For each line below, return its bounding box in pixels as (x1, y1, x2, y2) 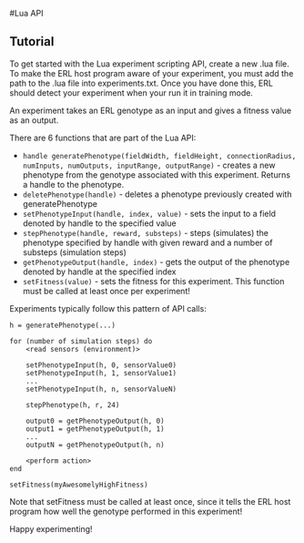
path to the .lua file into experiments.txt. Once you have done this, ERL (9, 77, 273, 88)
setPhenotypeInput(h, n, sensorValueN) (25, 384, 177, 394)
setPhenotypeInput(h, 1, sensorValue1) (25, 368, 177, 377)
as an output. (9, 114, 59, 126)
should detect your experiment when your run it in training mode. (9, 87, 253, 98)
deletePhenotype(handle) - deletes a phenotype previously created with (22, 189, 292, 200)
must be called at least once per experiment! (22, 285, 191, 296)
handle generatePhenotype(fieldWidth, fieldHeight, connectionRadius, (22, 151, 297, 160)
